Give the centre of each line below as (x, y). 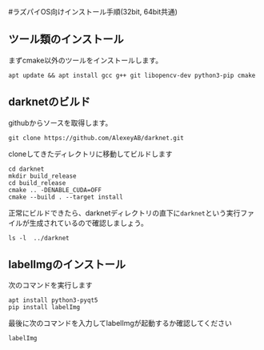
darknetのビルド (49, 102)
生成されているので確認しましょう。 (88, 223)
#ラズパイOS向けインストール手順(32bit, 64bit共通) (93, 12)
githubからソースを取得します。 (60, 123)
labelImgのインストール (67, 265)
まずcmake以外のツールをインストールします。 (85, 60)
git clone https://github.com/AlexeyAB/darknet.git (96, 138)
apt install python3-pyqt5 (53, 300)
